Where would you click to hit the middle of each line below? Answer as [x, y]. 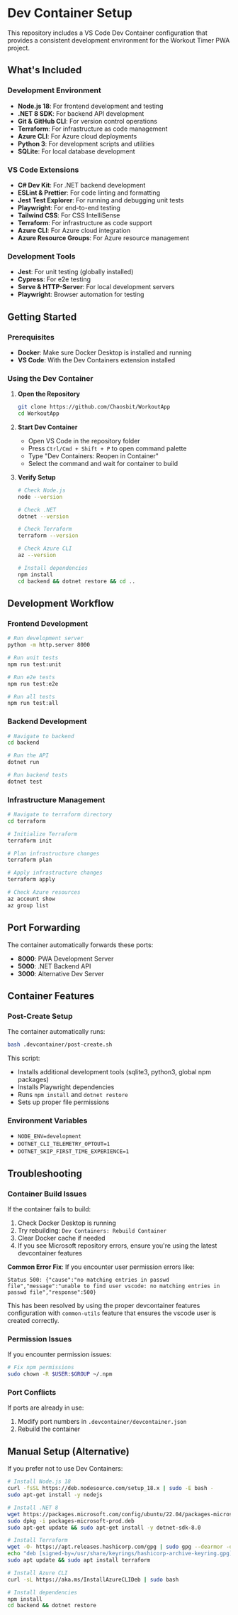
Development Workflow [61, 603]
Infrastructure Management [56, 799]
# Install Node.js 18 [39, 1482]
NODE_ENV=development [49, 1137]
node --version [40, 497]
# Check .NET [37, 509]
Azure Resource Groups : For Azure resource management [103, 238]
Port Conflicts [32, 1393]
